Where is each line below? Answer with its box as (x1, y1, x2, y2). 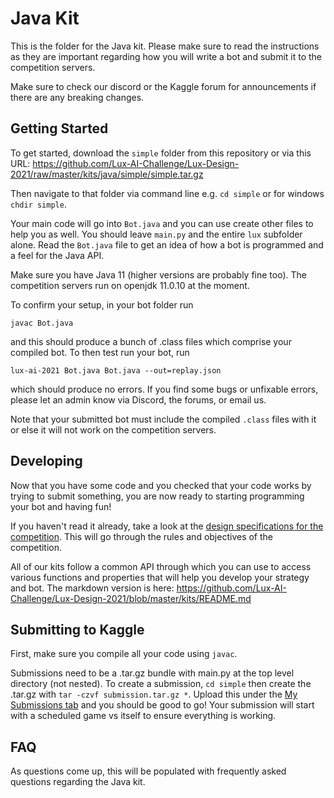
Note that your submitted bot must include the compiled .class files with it (10, 413, 317, 425)
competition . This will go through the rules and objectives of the (10, 530, 273, 542)
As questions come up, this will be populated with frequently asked (10, 765, 287, 777)
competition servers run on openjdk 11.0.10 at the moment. (10, 279, 250, 291)
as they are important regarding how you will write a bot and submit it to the (10, 50, 323, 62)
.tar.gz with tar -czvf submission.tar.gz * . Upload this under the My (10, 688, 298, 701)
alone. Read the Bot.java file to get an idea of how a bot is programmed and (10, 238, 324, 251)
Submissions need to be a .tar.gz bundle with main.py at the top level (10, 667, 295, 679)
